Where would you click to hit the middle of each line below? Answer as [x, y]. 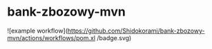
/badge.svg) [114, 37]
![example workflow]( [37, 31]
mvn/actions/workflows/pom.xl [51, 37]
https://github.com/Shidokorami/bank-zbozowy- [136, 31]
